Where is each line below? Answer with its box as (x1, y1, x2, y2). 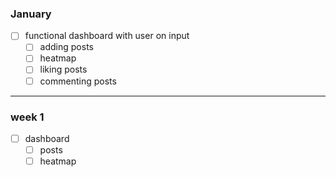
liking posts (39, 63, 88, 76)
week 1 (10, 110, 45, 124)
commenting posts (39, 75, 117, 87)
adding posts (39, 41, 94, 53)
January (10, 7, 52, 21)
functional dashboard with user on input (24, 30, 190, 42)
